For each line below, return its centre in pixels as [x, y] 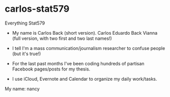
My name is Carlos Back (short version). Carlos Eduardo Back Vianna [85, 33]
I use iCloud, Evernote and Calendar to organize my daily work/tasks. [84, 79]
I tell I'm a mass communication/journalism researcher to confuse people [89, 48]
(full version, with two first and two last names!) [62, 38]
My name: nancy [22, 89]
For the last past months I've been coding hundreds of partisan [78, 63]
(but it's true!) [26, 54]
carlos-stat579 [37, 9]
